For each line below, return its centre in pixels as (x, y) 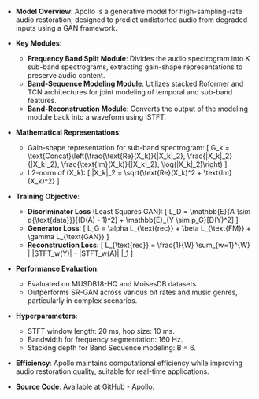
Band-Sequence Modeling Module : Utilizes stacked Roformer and (135, 83)
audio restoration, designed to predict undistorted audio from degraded (131, 20)
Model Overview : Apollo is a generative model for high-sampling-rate (129, 11)
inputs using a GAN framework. (67, 28)
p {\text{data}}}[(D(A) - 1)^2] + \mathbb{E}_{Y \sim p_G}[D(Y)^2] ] (133, 220)
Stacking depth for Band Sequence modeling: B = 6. (112, 348)
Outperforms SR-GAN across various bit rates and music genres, (132, 292)
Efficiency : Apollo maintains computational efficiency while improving (129, 363)
